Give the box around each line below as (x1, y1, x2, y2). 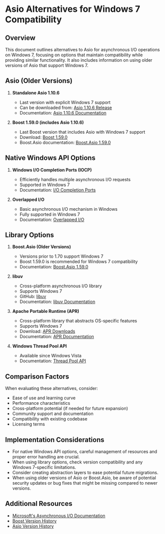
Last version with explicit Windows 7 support (19, 99, 111, 105)
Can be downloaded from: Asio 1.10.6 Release (19, 105, 112, 111)
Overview (5, 34, 36, 42)
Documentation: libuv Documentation (19, 299, 96, 305)
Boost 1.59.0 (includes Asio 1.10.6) (12, 119, 84, 125)
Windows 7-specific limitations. (12, 464, 76, 470)
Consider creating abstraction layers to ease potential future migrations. (12, 470, 159, 476)
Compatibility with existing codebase (12, 416, 88, 422)
